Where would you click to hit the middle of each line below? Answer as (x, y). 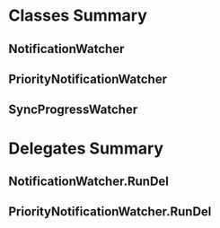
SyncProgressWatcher (73, 110)
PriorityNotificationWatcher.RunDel (110, 212)
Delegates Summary (86, 148)
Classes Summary (78, 16)
